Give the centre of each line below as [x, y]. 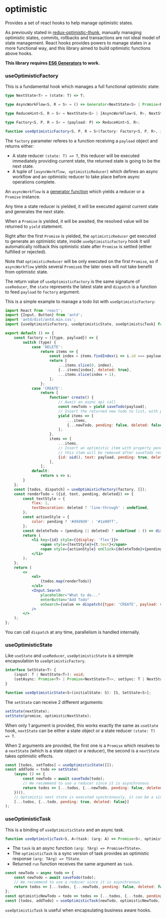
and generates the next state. [35, 212]
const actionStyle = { [46, 517]
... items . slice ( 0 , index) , [86, 365]
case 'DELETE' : [47, 347]
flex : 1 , [41, 503]
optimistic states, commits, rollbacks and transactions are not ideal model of [83, 38]
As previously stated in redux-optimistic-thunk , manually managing [73, 32]
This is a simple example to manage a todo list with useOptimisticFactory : [80, 301]
